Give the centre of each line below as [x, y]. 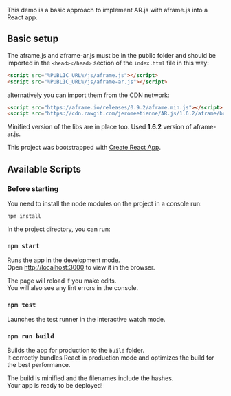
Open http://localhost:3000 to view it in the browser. [81, 267]
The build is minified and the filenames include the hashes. [90, 378]
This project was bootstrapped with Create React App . [84, 148]
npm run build [31, 336]
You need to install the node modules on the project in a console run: [104, 203]
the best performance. [39, 364]
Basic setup [33, 39]
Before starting [33, 188]
